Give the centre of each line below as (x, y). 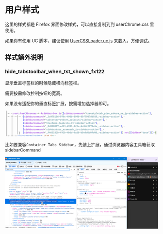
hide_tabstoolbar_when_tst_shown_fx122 (55, 72)
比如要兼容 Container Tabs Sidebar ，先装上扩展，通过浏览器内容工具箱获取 (80, 145)
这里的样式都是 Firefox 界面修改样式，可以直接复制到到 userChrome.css (77, 24)
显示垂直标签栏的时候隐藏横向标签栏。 (43, 83)
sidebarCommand (23, 150)
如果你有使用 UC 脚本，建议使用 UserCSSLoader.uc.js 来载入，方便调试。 (79, 41)
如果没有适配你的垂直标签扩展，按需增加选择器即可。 (58, 103)
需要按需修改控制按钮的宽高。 (35, 93)
